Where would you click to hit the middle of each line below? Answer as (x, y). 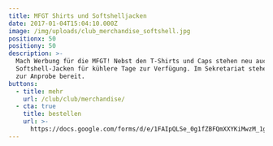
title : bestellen (52, 114)
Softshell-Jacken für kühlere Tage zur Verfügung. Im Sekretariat (130, 69)
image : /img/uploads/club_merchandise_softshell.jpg (100, 31)
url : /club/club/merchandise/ (74, 99)
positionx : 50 (32, 39)
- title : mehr (39, 91)
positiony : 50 (32, 46)
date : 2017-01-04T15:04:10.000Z (63, 24)
